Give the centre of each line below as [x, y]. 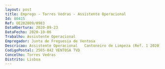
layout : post [18, 9]
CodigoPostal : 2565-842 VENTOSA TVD [42, 50]
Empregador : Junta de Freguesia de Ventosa [50, 41]
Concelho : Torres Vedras [30, 55]
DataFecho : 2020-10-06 [28, 32]
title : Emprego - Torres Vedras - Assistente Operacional [66, 14]
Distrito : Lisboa [23, 59]
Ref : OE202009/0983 [25, 23]
